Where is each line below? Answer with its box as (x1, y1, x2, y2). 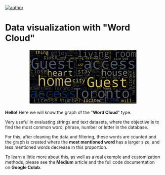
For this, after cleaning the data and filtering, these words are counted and (5, 134, 157, 140)
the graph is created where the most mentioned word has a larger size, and (5, 139, 160, 145)
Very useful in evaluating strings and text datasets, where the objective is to (5, 119, 160, 125)
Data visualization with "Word (5, 22, 130, 33)
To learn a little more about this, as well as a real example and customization (5, 154, 161, 160)
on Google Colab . (5, 165, 41, 171)
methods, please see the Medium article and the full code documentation (5, 159, 155, 165)
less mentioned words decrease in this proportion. (5, 144, 108, 150)
